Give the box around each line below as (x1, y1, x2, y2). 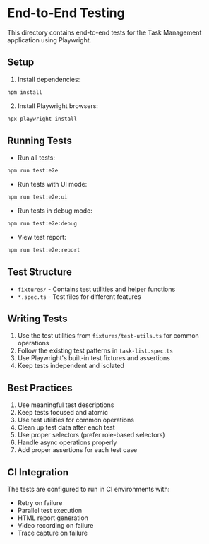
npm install (7, 88, 42, 96)
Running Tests (7, 134, 72, 146)
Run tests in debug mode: (17, 206, 93, 215)
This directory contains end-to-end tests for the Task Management (7, 28, 202, 37)
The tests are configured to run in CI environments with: (7, 485, 170, 494)
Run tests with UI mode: (17, 180, 88, 189)
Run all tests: (17, 153, 55, 162)
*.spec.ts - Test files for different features (17, 292, 141, 301)
